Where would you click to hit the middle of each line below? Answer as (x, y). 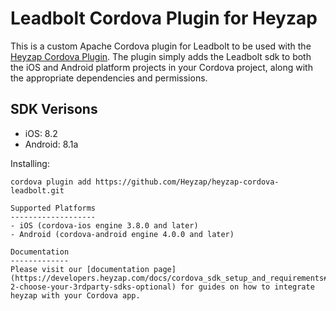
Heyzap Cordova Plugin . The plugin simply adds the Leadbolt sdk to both (161, 56)
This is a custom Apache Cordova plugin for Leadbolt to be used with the (161, 46)
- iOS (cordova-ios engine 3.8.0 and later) (104, 225)
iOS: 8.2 (41, 133)
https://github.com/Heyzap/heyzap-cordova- (187, 182)
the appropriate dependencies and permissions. (109, 78)
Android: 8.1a (51, 144)
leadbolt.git (37, 190)
